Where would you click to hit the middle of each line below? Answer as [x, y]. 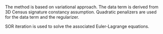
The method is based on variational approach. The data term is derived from [82, 7]
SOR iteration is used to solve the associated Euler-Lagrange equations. [77, 26]
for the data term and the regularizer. [42, 17]
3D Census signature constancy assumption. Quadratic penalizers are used [81, 12]
